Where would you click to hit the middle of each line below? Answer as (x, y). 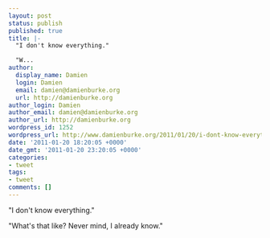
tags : (17, 172)
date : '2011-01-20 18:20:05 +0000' (68, 142)
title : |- (25, 38)
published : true (35, 31)
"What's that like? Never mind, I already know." (86, 225)
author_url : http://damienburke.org (70, 120)
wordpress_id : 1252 (41, 128)
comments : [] (30, 187)
